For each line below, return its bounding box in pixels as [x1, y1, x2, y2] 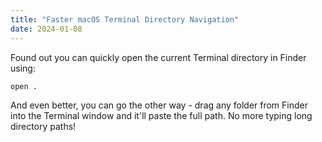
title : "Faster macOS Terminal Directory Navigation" [10, 14, 240, 25]
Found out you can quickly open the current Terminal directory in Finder [10, 51, 307, 63]
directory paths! [10, 121, 77, 133]
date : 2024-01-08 [10, 24, 83, 34]
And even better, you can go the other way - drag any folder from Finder [10, 99, 308, 111]
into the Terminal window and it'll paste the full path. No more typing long [10, 110, 313, 122]
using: [10, 62, 36, 74]
